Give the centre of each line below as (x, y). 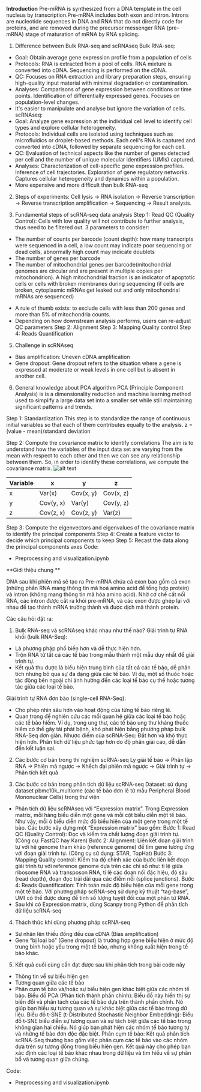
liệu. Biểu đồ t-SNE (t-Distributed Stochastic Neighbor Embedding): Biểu (104, 1015)
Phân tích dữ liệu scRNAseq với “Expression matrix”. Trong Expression (102, 809)
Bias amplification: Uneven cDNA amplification (72, 357)
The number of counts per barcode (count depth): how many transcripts (104, 239)
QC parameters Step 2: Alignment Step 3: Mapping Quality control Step (103, 327)
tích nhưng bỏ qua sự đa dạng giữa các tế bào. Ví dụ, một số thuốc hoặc (104, 674)
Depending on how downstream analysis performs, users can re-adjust (103, 321)
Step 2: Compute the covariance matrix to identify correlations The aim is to (100, 443)
